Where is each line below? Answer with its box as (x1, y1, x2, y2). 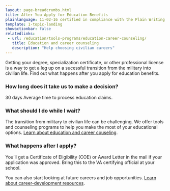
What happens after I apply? (5, 142, 77, 149)
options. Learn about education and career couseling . (5, 129, 118, 135)
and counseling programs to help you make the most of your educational (5, 124, 158, 130)
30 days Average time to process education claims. (5, 94, 113, 100)
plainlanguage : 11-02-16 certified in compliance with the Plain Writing (5, 17, 165, 22)
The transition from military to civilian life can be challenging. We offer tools (5, 119, 164, 125)
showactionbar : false (5, 26, 51, 32)
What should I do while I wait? (5, 107, 80, 114)
